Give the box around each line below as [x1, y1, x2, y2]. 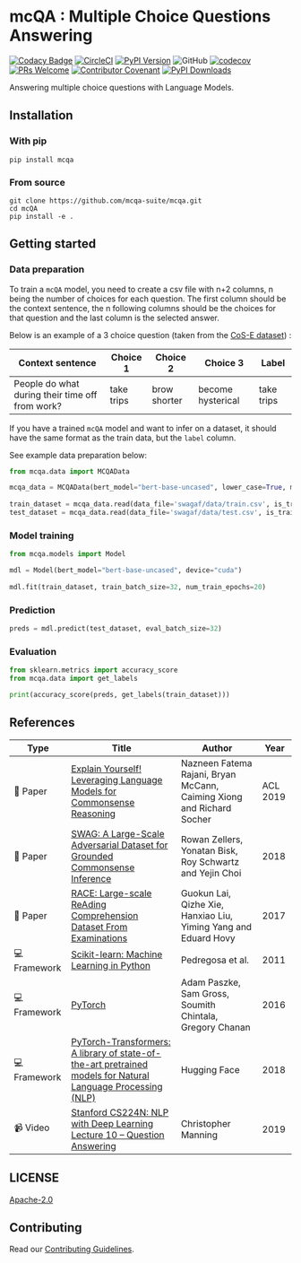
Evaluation [9, 645, 56, 658]
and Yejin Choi [180, 867, 242, 879]
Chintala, [180, 1009, 219, 1022]
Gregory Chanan [180, 1021, 251, 1033]
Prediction [9, 604, 56, 616]
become [198, 383, 233, 396]
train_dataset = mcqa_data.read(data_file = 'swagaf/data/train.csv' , [9, 500, 271, 509]
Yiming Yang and [180, 920, 253, 933]
